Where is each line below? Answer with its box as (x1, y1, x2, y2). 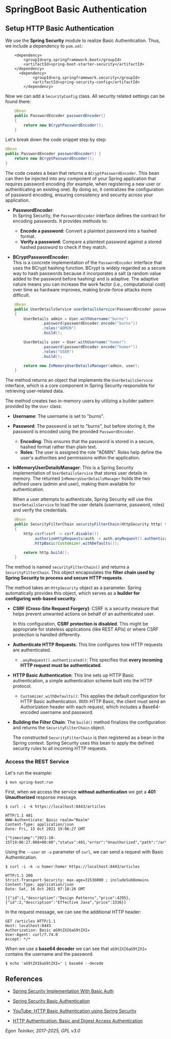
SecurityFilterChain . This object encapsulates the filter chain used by (5, 569, 155, 575)
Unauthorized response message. (5, 794, 77, 800)
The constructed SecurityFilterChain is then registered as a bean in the (12, 734, 164, 741)
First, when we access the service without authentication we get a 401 (5, 789, 156, 795)
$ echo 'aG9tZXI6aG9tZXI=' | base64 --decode (5, 961, 103, 966)
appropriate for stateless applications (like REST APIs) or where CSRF (12, 626, 159, 632)
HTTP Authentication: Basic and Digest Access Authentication (12, 1018, 143, 1024)
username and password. (40, 709, 94, 715)
